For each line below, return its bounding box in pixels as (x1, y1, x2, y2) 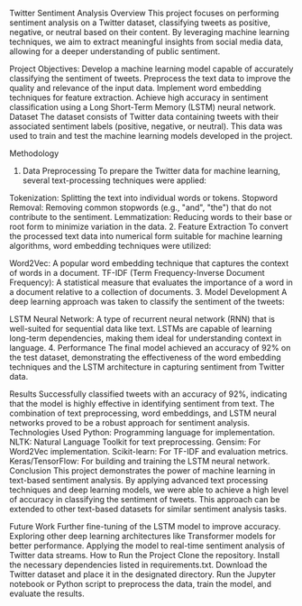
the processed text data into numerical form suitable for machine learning (9, 231, 283, 242)
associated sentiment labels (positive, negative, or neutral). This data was (9, 121, 283, 132)
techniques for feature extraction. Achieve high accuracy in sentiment (9, 92, 269, 103)
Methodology (9, 148, 59, 159)
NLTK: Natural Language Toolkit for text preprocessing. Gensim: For (9, 436, 261, 447)
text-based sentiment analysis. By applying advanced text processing (9, 475, 269, 485)
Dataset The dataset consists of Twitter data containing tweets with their (9, 112, 279, 122)
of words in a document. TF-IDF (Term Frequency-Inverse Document (9, 268, 265, 278)
